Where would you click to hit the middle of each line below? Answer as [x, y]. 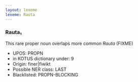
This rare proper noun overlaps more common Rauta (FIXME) [69, 43]
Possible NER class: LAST [40, 69]
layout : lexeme [21, 10]
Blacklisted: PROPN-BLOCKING [45, 74]
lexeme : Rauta [20, 15]
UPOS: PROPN [28, 53]
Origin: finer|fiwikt [31, 64]
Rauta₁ [13, 32]
